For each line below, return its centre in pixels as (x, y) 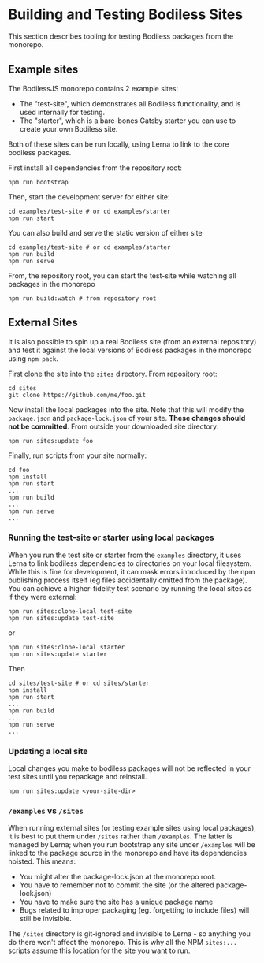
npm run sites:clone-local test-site (70, 611)
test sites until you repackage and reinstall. (78, 777)
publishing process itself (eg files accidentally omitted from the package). (128, 580)
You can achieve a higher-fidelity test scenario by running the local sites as (130, 588)
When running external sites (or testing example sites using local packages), (132, 828)
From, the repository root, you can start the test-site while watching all (122, 275)
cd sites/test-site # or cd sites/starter (79, 683)
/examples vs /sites (46, 811)
